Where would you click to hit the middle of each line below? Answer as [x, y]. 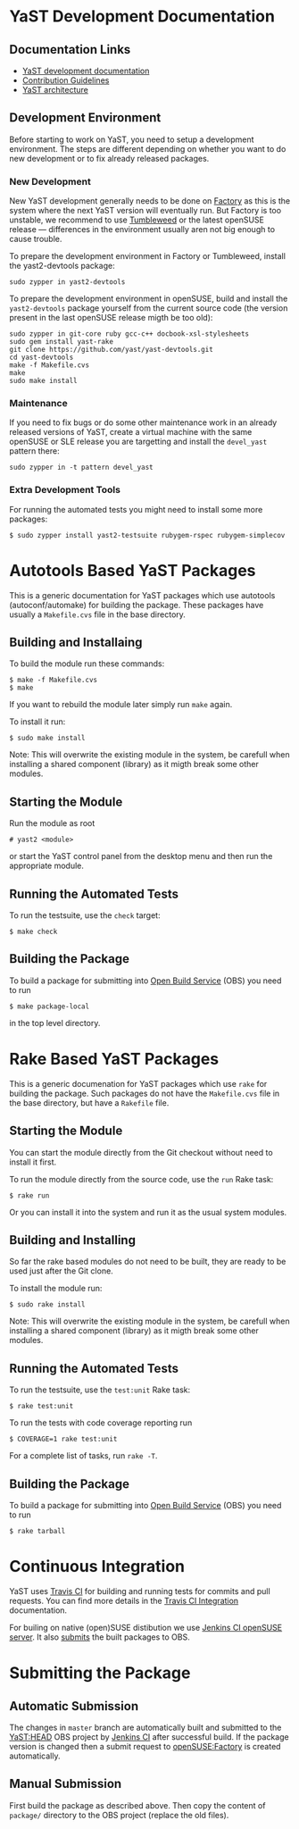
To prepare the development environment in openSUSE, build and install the [149, 299]
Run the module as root [52, 823]
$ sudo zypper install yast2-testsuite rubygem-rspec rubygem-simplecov [147, 535]
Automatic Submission [74, 1706]
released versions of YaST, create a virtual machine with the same [131, 432]
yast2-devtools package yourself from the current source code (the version [149, 308]
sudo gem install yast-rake [62, 342]
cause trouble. [36, 239]
